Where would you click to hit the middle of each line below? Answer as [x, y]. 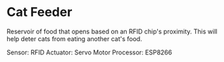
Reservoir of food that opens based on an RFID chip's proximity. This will [112, 31]
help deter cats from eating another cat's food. [74, 38]
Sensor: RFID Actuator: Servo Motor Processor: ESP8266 [89, 52]
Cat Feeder [39, 12]
